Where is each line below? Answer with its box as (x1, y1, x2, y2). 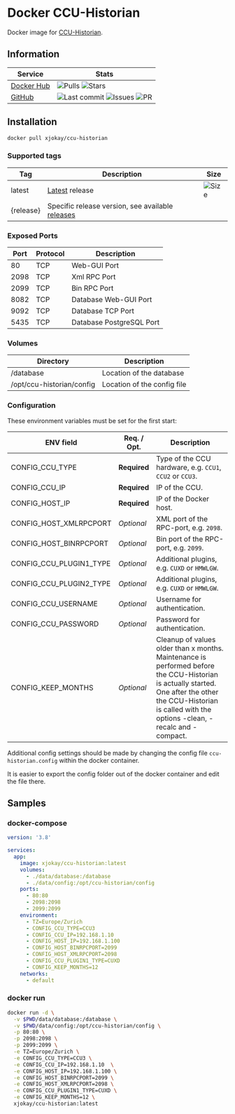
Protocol (36, 249, 65, 259)
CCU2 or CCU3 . (156, 471, 198, 480)
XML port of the (156, 514, 208, 524)
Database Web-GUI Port (71, 295, 152, 305)
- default (25, 977, 55, 984)
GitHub (10, 92, 34, 102)
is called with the (156, 704, 212, 714)
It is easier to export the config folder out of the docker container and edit (7, 769, 220, 778)
